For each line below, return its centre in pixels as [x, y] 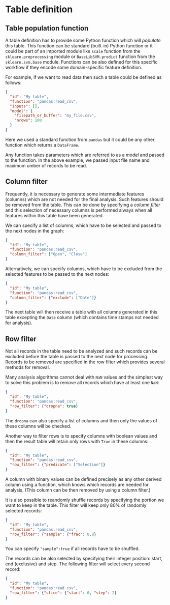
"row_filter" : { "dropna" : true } [44, 406]
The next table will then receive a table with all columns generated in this [81, 312]
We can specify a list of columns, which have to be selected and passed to [83, 225]
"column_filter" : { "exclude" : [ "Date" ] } [53, 298]
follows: [13, 83]
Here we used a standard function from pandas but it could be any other [80, 139]
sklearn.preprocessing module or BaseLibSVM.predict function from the [80, 56]
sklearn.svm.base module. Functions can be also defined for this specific [81, 62]
